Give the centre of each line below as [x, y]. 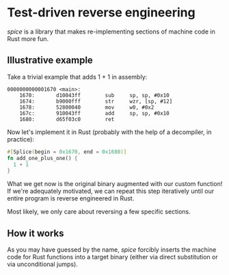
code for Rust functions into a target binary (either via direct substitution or [112, 257]
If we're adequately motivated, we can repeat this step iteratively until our [110, 191]
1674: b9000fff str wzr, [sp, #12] [96, 101]
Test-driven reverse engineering [102, 13]
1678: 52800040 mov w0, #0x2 [87, 107]
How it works [36, 233]
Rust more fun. [28, 38]
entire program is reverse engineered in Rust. [71, 198]
